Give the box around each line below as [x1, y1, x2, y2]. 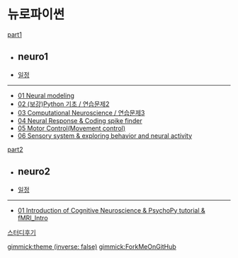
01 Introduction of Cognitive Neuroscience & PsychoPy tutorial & [17, 206, 205, 214]
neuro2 [17, 165, 51, 177]
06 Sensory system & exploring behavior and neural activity [17, 131, 193, 140]
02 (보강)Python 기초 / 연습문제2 [17, 100, 110, 108]
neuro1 [17, 51, 48, 63]
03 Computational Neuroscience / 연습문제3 [17, 108, 145, 117]
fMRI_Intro [17, 213, 48, 222]
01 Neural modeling [17, 91, 74, 100]
